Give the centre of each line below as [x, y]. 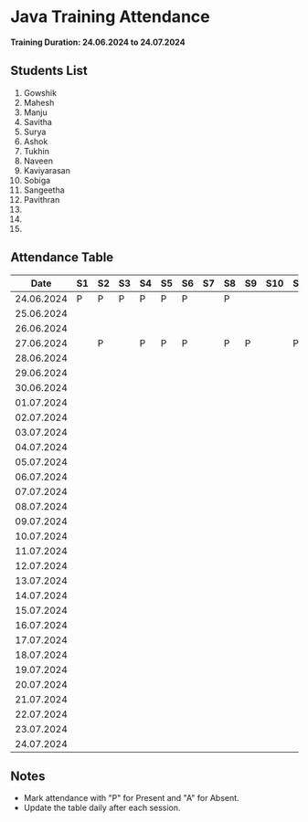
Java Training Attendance [110, 17]
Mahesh [39, 102]
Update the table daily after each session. [102, 808]
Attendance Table [62, 258]
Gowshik [40, 92]
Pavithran [42, 199]
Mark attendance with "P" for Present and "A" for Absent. [132, 798]
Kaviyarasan [47, 170]
